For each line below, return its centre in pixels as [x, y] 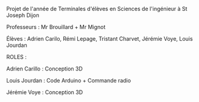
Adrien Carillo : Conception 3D [45, 69]
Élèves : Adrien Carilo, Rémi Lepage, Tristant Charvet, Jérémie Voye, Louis [100, 39]
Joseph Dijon [23, 15]
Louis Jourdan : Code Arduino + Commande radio [69, 80]
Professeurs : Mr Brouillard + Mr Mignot [56, 27]
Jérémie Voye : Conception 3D [45, 92]
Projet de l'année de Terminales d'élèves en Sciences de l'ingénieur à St [97, 9]
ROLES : [16, 57]
